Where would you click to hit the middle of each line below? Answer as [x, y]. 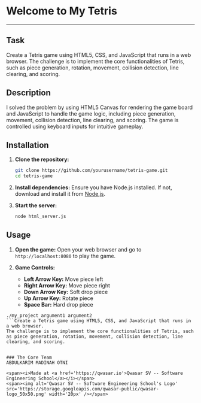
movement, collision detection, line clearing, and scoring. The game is [92, 120]
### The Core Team [29, 357]
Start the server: [36, 205]
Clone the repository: [42, 159]
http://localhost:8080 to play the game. [65, 256]
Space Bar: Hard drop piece [59, 304]
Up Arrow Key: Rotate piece [59, 298]
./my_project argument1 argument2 [49, 316]
